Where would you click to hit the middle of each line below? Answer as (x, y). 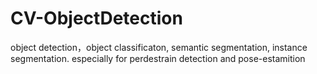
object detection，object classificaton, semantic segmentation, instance (159, 47)
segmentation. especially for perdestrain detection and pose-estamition (158, 58)
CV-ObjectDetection (96, 18)
